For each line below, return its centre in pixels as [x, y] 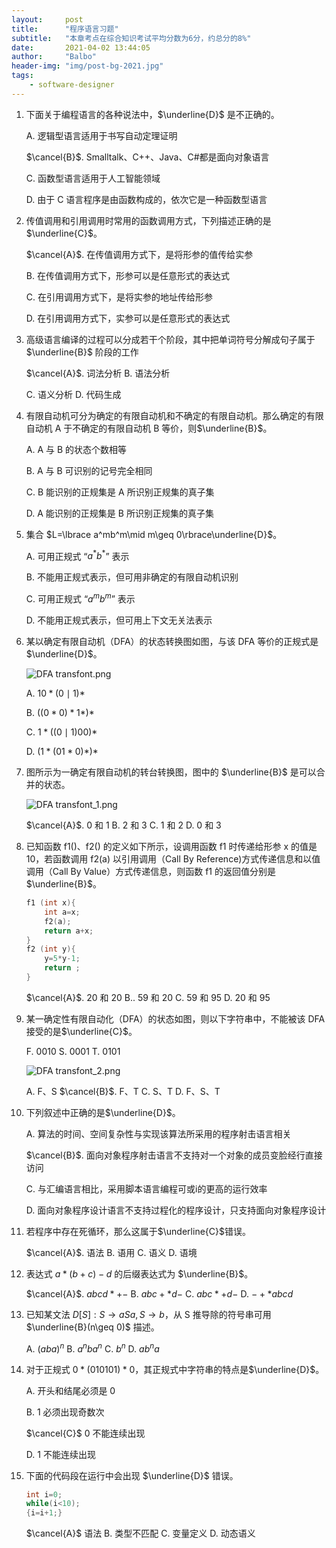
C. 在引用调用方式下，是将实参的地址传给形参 [119, 297]
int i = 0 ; [44, 1494]
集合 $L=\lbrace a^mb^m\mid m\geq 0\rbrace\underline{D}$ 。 [154, 534]
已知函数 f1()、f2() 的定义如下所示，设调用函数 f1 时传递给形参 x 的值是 [171, 847]
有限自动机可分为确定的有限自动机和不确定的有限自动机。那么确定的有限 [174, 415]
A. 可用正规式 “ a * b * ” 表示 [77, 555]
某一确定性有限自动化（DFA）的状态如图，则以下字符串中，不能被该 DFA [175, 1018]
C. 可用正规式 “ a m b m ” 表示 [80, 598]
